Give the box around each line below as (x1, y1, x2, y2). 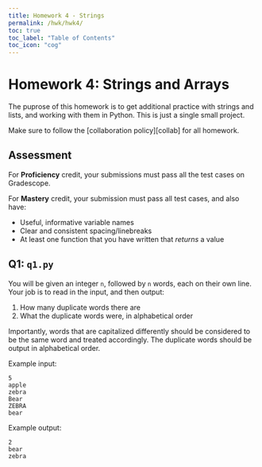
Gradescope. (8, 178, 51, 188)
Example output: (8, 422, 62, 432)
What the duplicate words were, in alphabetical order (19, 311, 194, 321)
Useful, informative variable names (19, 217, 135, 227)
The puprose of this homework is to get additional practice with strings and (8, 102, 254, 111)
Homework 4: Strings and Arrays (8, 76, 230, 94)
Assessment (8, 149, 72, 162)
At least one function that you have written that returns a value (19, 234, 225, 243)
